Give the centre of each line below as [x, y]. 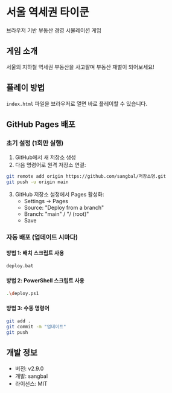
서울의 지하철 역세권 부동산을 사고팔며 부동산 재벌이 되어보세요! [81, 67]
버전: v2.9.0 [29, 368]
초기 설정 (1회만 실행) [35, 143]
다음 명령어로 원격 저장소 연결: [50, 165]
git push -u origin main [37, 182]
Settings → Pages [46, 201]
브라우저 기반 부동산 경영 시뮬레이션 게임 [54, 30]
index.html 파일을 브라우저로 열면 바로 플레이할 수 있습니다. [77, 103]
